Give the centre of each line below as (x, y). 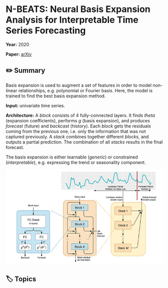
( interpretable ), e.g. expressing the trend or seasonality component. (76, 162)
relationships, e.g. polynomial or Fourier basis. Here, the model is (86, 90)
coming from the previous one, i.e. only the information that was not (76, 131)
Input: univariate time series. (36, 105)
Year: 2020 (18, 44)
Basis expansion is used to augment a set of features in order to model (79, 85)
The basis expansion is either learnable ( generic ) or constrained (72, 157)
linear (12, 90)
